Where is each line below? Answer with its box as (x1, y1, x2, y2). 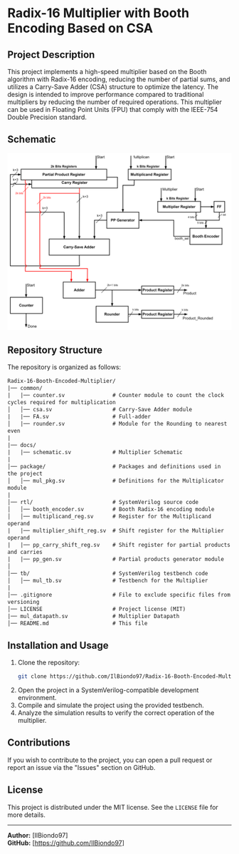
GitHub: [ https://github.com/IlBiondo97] (7, 838, 124, 847)
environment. (17, 694, 57, 701)
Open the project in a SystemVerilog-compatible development (17, 686, 199, 694)
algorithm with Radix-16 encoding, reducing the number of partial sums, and (7, 75, 230, 83)
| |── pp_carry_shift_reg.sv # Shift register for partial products (7, 542, 231, 549)
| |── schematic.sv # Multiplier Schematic (7, 449, 183, 456)
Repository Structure (7, 344, 103, 356)
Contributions (7, 736, 70, 749)
